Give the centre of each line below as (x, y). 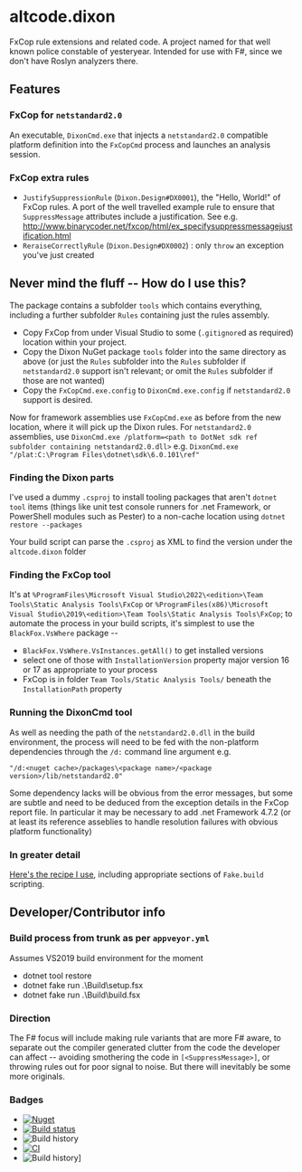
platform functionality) (51, 831)
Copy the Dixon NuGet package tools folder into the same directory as (154, 351)
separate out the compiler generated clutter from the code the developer (145, 1047)
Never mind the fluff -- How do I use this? (128, 284)
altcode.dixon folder (48, 552)
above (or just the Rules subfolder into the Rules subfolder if (134, 361)
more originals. (37, 1076)
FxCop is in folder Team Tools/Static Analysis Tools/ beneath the (146, 680)
